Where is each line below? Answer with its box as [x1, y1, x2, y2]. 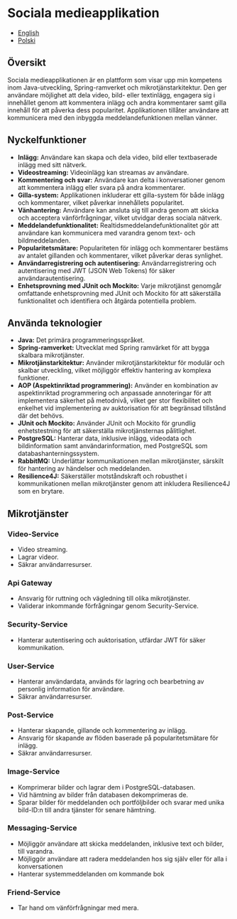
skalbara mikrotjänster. [17, 351, 85, 360]
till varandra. [17, 846, 55, 855]
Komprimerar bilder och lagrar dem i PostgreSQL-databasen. [17, 782, 196, 791]
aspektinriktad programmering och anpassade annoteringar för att [17, 389, 211, 398]
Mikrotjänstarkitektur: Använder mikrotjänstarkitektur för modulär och [17, 358, 225, 367]
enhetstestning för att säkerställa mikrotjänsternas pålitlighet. [17, 427, 197, 435]
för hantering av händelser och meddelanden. [17, 464, 152, 473]
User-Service [7, 661, 55, 671]
